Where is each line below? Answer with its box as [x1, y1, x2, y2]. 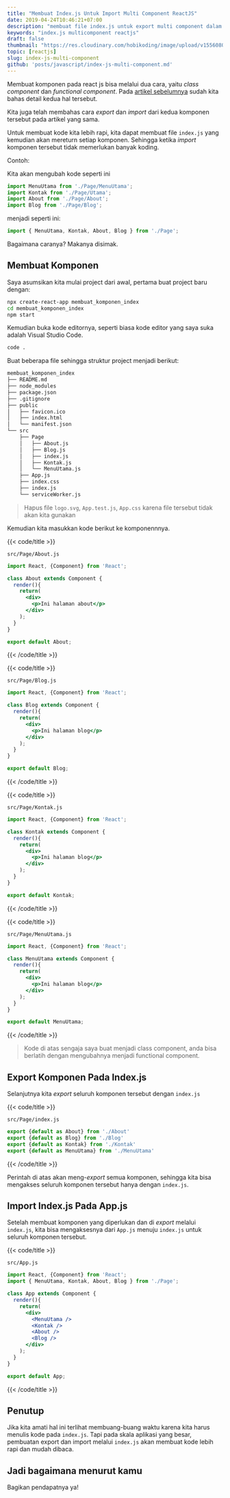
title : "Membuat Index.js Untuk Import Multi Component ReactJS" [7, 10, 197, 17]
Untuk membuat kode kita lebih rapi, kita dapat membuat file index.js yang [7, 128, 219, 136]
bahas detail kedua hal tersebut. [7, 94, 98, 103]
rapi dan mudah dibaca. [7, 1445, 74, 1453]
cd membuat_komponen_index [7, 305, 84, 312]
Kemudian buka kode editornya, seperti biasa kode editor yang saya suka [7, 324, 214, 332]
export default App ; [7, 1372, 66, 1379]
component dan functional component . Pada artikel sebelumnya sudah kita [7, 87, 219, 95]
